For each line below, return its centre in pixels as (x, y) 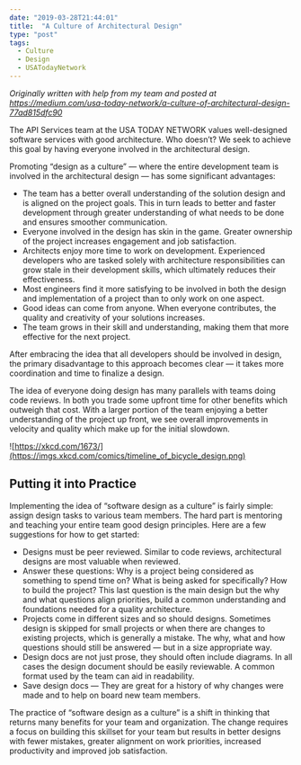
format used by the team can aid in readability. (108, 676)
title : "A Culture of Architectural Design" (96, 26)
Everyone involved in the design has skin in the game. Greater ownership (157, 231)
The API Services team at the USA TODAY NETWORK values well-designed (148, 129)
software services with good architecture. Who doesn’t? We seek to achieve (150, 139)
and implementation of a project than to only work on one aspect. (143, 298)
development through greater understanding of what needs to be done (153, 212)
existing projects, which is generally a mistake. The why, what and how (154, 637)
